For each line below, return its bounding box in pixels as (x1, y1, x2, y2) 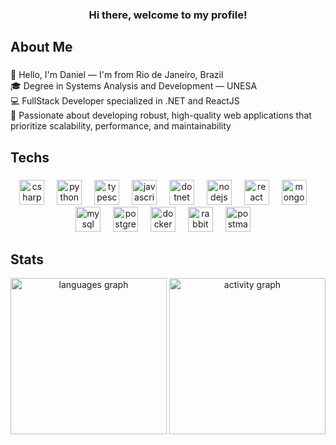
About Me (10, 39, 73, 56)
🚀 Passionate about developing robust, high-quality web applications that (10, 109, 312, 122)
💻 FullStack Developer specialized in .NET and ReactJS (10, 95, 240, 107)
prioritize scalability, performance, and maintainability (10, 120, 232, 132)
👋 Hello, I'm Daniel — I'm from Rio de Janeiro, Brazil (10, 69, 224, 81)
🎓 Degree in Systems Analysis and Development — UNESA (10, 80, 258, 92)
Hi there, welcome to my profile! (88, 8, 248, 22)
